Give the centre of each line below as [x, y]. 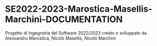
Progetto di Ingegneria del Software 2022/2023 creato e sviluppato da [76, 33]
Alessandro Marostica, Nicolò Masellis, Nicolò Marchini [60, 38]
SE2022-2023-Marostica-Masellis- [79, 9]
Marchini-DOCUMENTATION [64, 19]
